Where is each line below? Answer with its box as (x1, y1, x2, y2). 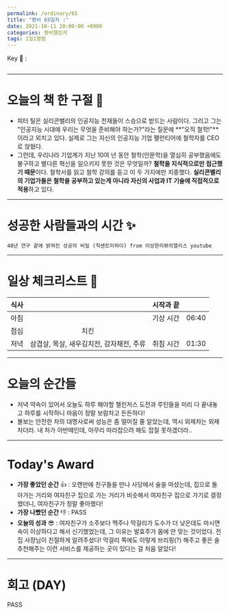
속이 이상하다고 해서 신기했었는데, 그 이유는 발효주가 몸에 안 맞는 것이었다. (16, 527, 214, 535)
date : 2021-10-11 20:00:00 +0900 (7, 23, 103, 29)
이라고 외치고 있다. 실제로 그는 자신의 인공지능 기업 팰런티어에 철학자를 (16, 134, 205, 142)
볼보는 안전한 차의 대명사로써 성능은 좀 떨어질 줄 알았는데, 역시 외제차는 (16, 417, 207, 425)
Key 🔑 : (7, 54, 27, 62)
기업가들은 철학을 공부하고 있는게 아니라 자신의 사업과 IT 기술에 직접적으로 (23, 177, 220, 185)
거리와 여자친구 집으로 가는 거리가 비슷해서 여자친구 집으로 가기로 (35, 491, 209, 499)
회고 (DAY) (7, 578, 66, 593)
